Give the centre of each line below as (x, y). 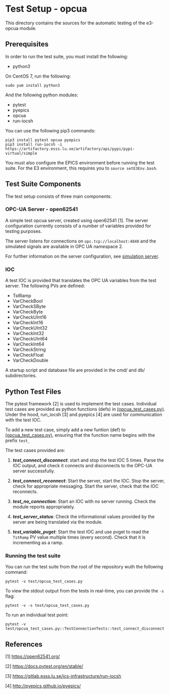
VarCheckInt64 (28, 344)
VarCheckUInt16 (29, 317)
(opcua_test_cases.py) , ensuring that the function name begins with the (80, 435)
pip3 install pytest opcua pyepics (43, 140)
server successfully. (34, 471)
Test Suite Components (43, 184)
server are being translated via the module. (58, 522)
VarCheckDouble (30, 360)
